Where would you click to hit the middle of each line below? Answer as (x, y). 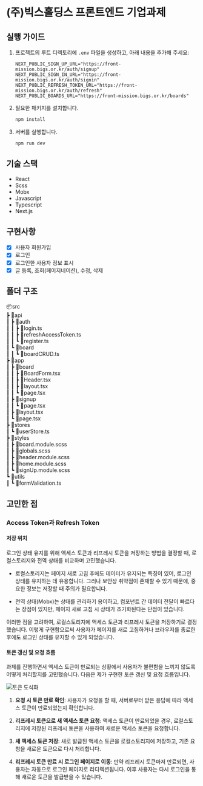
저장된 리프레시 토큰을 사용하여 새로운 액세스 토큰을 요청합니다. (106, 728)
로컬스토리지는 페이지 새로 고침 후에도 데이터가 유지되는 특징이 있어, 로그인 (103, 573)
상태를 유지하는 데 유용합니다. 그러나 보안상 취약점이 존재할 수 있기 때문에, (102, 581)
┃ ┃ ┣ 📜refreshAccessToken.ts (44, 335)
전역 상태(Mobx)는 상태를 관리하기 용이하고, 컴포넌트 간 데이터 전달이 (97, 601)
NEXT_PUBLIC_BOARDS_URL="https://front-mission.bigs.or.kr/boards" (102, 96)
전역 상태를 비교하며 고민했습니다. (77, 560)
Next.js (24, 211)
